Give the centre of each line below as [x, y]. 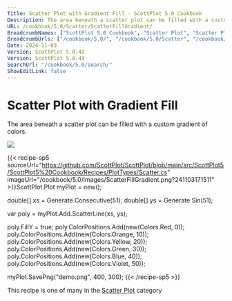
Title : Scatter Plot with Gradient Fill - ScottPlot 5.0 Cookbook [105, 13]
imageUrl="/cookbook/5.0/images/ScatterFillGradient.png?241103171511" [111, 180]
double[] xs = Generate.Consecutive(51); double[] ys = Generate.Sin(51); [110, 200]
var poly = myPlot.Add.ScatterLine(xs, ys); [67, 214]
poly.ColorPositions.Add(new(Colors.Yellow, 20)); [77, 242]
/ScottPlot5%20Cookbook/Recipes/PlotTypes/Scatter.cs [87, 172]
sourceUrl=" [25, 165]
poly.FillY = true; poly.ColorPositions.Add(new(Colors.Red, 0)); [96, 227]
